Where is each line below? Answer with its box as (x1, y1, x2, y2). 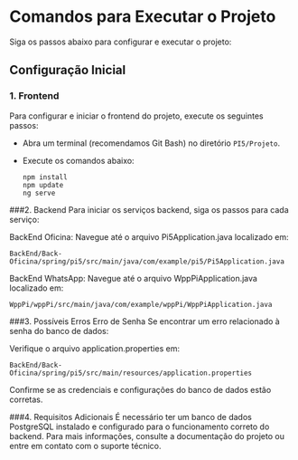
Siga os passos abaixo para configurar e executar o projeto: (9, 36, 232, 47)
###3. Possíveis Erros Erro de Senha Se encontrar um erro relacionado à (9, 315, 280, 327)
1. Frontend (9, 90, 60, 102)
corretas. (9, 394, 43, 405)
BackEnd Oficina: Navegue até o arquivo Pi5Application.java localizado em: (9, 231, 289, 242)
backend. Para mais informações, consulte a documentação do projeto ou (9, 430, 284, 441)
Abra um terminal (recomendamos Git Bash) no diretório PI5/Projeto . (22, 138, 281, 149)
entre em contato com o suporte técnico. (9, 440, 162, 451)
